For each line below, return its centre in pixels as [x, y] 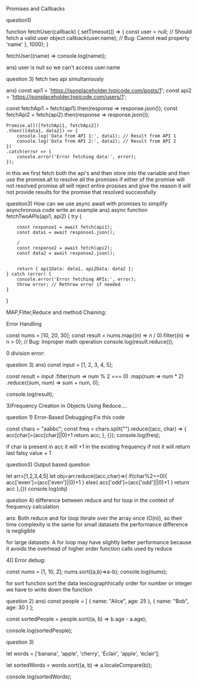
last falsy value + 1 [29, 453]
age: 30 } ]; [20, 607]
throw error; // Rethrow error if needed [68, 285]
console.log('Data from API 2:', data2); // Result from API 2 [97, 141]
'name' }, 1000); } [28, 44]
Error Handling [24, 324]
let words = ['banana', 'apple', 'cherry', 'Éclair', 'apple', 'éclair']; [83, 654]
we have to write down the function [49, 590]
